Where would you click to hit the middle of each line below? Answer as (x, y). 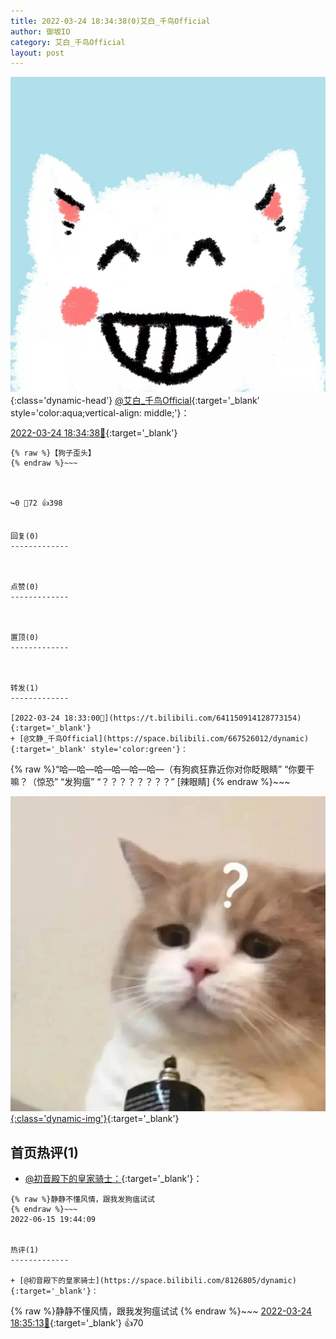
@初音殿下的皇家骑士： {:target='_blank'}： (113, 1179)
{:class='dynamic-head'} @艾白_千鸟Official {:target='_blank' (135, 401)
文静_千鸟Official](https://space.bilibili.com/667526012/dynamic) (169, 739)
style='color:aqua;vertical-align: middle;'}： (100, 413)
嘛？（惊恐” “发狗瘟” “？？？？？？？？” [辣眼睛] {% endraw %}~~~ (150, 782)
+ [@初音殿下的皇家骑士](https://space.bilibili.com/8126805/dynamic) (153, 1281)
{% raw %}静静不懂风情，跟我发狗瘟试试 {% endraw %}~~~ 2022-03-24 (161, 1311)
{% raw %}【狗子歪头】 (53, 453)
